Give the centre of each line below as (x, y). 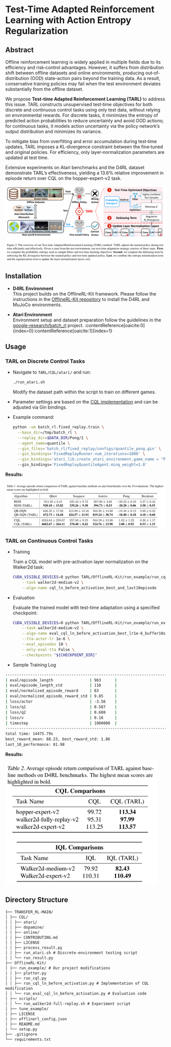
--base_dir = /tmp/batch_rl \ (47, 432)
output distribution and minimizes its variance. (54, 131)
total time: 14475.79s (29, 734)
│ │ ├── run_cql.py (26, 978)
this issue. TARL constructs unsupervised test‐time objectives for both (79, 104)
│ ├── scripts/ (21, 999)
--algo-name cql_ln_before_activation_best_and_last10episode (89, 588)
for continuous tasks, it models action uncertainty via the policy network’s (83, 126)
